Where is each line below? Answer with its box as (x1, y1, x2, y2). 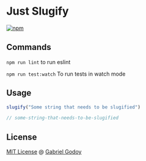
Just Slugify (6, 4, 69, 18)
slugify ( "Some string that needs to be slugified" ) (6, 104, 141, 110)
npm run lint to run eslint (6, 58, 71, 65)
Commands (6, 42, 52, 52)
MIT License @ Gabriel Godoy (6, 148, 82, 156)
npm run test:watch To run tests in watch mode (6, 70, 126, 77)
